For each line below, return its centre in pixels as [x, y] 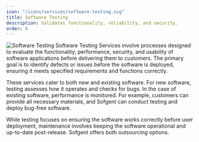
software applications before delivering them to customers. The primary [95, 58]
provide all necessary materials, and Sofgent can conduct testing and [92, 102]
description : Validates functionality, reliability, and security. [92, 23]
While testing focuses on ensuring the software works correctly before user [100, 120]
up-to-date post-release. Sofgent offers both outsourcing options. [88, 132]
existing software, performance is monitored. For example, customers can [97, 95]
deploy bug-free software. [39, 108]
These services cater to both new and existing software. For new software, [99, 83]
